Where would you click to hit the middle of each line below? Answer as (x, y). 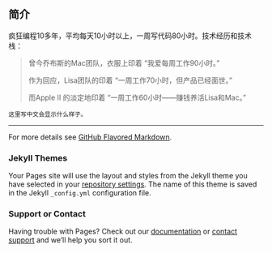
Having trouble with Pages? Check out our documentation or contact (123, 232)
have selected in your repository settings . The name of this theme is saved (133, 184)
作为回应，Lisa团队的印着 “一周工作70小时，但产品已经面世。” (130, 80)
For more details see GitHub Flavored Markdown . (90, 137)
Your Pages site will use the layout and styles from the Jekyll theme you (128, 176)
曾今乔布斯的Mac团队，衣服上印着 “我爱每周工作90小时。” (124, 62)
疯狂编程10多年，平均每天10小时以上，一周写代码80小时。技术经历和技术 (130, 36)
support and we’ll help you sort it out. (70, 240)
